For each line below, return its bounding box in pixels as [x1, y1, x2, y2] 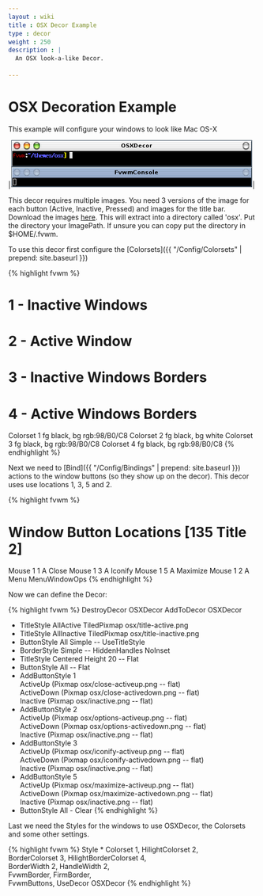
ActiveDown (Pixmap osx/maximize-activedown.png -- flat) [19, 789, 213, 799]
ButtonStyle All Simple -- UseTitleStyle [19, 638, 145, 647]
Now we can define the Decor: [8, 590, 108, 600]
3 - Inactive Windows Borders [8, 368, 208, 387]
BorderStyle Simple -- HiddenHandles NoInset [19, 646, 171, 655]
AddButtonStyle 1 [19, 671, 77, 681]
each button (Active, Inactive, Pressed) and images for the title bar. [8, 204, 227, 213]
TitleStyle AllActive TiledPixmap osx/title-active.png [19, 620, 189, 630]
